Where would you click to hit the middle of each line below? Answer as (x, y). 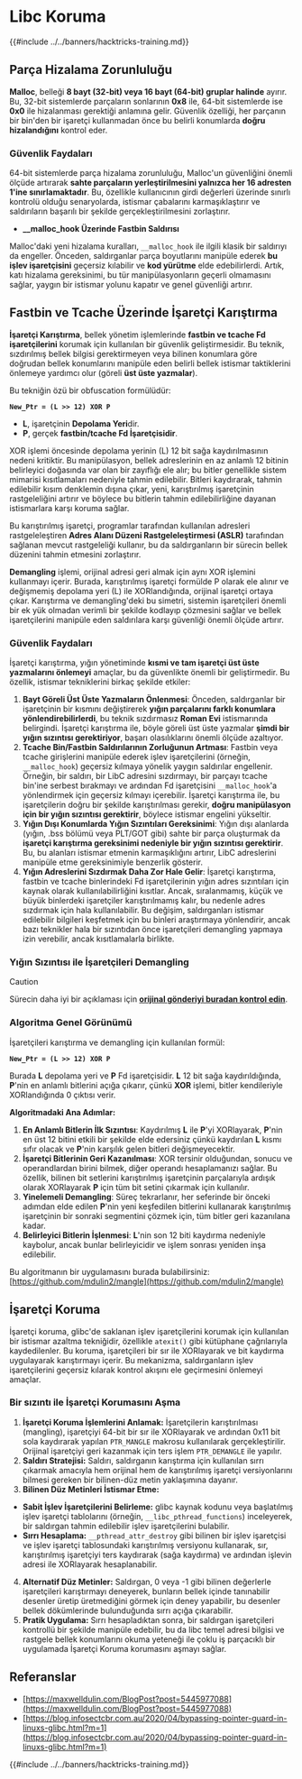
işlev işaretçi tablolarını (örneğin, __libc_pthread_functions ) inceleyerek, (157, 1516)
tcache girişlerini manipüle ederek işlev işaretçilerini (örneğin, (136, 757)
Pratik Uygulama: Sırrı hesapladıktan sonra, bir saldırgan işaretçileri (148, 1619)
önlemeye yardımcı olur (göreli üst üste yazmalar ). (104, 372)
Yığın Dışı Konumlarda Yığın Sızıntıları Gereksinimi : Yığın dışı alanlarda (156, 824)
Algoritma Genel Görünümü (71, 1022)
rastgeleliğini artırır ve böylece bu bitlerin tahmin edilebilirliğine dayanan (143, 499)
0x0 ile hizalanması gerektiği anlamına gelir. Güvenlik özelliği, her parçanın (148, 111)
